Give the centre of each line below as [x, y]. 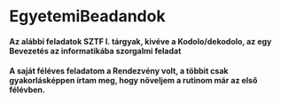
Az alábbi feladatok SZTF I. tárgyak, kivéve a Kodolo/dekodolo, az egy [140, 41]
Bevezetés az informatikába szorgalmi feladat [95, 51]
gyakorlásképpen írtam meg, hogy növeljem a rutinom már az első [133, 81]
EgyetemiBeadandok [87, 16]
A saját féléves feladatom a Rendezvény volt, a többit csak [119, 71]
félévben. [27, 90]
